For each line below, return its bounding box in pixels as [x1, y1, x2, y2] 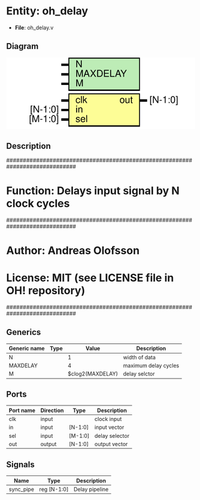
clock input [95, 416, 122, 423]
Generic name [8, 345, 45, 352]
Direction [40, 407, 64, 414]
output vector [95, 440, 128, 447]
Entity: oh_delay [6, 4, 89, 18]
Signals [6, 459, 35, 469]
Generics [6, 327, 41, 337]
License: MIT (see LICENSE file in [6, 271, 174, 285]
